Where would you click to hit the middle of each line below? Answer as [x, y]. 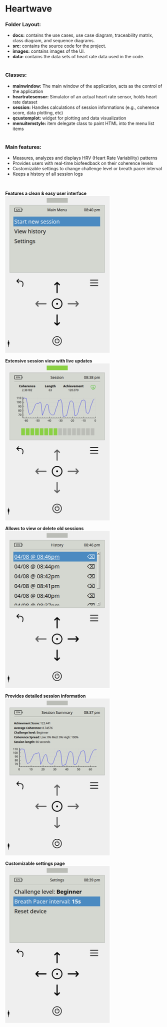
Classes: [16, 75]
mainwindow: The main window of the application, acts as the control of [87, 86]
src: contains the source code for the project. [59, 46]
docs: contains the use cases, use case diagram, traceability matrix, [83, 35]
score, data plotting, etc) [38, 112]
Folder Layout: [23, 25]
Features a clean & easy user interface [46, 193]
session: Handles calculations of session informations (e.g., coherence [86, 107]
